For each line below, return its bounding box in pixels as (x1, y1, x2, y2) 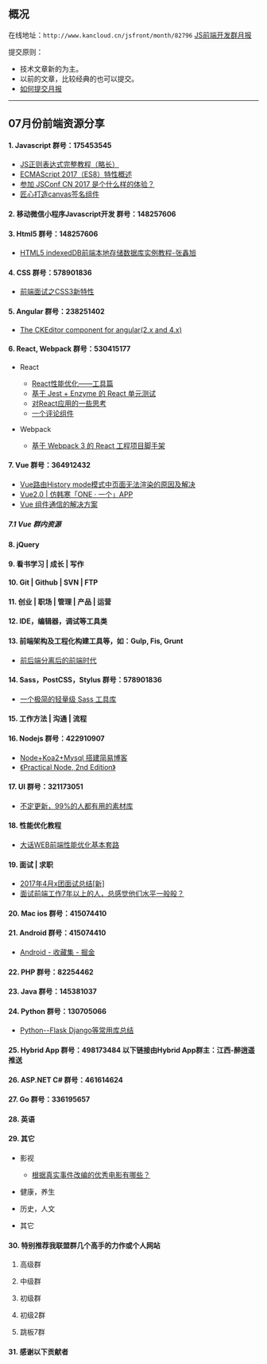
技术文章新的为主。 (19, 64, 83, 73)
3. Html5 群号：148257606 (8, 229, 99, 239)
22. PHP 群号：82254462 (8, 967, 94, 977)
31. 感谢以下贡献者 (8, 1347, 69, 1356)
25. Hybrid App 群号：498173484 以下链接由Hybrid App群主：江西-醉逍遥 (8, 1045, 256, 1055)
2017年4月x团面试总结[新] (19, 879, 105, 888)
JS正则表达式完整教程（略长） (19, 160, 119, 169)
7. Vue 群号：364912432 (8, 460, 91, 470)
